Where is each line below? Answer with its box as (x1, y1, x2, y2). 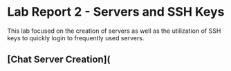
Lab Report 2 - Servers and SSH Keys (7, 4, 225, 20)
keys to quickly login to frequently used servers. (7, 33, 145, 42)
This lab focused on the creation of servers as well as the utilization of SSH (7, 27, 221, 35)
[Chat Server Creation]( (7, 54, 111, 66)
